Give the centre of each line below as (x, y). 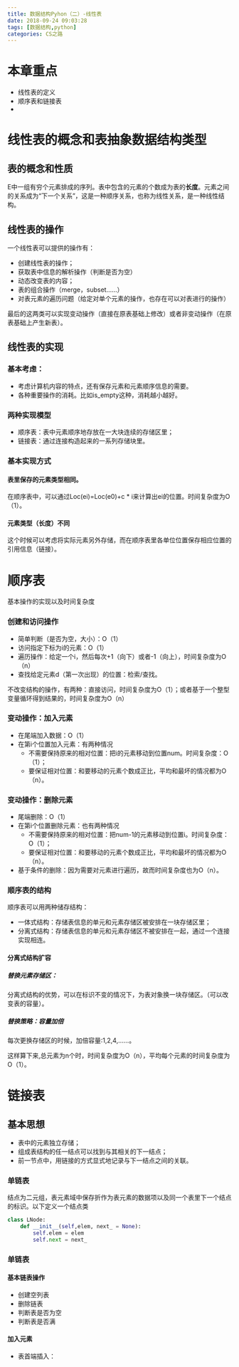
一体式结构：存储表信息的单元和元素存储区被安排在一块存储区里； (114, 922)
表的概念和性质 (40, 168)
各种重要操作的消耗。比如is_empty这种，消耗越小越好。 (99, 395)
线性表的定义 (36, 93)
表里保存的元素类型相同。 (45, 479)
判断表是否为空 (39, 1312)
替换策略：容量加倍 (36, 1021)
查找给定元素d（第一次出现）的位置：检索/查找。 (89, 674)
